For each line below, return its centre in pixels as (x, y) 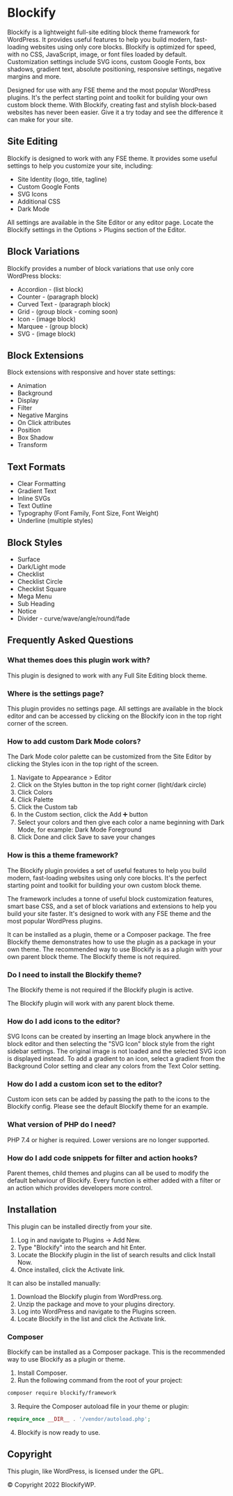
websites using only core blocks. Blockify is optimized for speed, (123, 47)
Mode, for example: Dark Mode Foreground (79, 829)
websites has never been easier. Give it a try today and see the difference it (115, 112)
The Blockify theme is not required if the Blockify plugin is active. (101, 990)
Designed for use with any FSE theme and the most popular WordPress (109, 90)
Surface (29, 559)
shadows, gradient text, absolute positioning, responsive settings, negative (114, 69)
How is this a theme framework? (63, 855)
